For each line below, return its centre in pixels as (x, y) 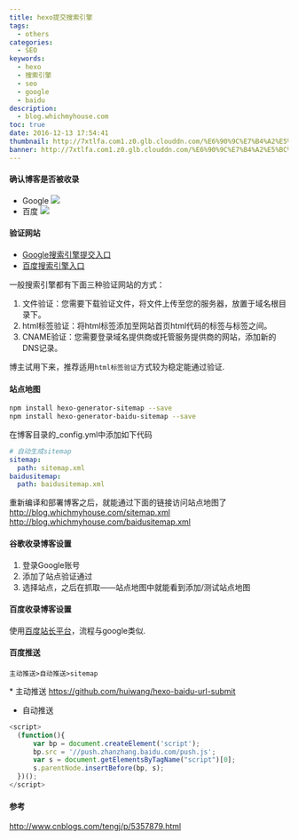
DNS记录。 (42, 348)
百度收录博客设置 (40, 609)
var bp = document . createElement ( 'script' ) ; (116, 743)
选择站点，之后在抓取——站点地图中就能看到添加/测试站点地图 (136, 587)
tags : (19, 26)
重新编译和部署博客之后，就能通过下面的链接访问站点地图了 (118, 502)
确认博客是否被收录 (44, 180)
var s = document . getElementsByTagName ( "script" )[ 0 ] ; (134, 760)
